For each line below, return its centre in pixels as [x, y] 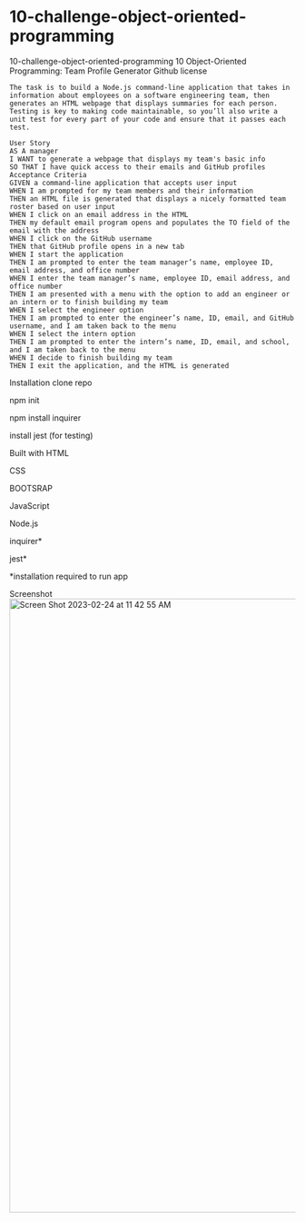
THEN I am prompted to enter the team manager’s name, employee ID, [142, 262]
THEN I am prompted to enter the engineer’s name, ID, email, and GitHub [152, 318]
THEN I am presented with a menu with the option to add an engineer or [150, 294]
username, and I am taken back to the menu [93, 326]
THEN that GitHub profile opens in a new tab [97, 246]
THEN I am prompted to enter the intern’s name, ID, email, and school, [150, 342]
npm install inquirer [45, 417]
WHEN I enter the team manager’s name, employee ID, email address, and [150, 278]
